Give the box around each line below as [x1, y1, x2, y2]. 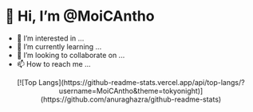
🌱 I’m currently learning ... [16, 41, 102, 51]
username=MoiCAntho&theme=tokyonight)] [58, 86, 204, 95]
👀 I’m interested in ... [16, 33, 85, 43]
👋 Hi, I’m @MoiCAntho [5, 7, 155, 25]
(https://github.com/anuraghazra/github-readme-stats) [40, 95, 222, 104]
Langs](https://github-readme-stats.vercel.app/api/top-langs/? [38, 77, 246, 87]
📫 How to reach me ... [16, 59, 91, 68]
